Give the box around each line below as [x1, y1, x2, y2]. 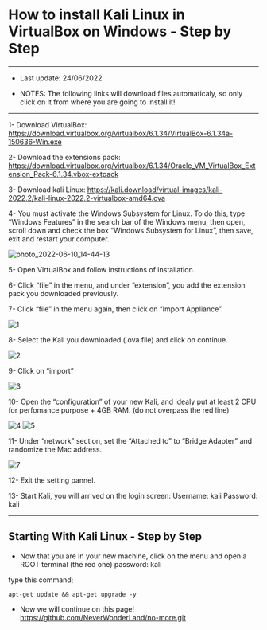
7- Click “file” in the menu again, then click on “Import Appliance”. [8, 304, 224, 314]
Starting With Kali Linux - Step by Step [8, 530, 203, 543]
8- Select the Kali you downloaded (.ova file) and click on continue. [8, 335, 228, 344]
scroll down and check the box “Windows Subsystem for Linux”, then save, [8, 225, 253, 235]
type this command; [8, 575, 74, 585]
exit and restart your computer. [8, 233, 110, 244]
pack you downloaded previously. [8, 288, 119, 298]
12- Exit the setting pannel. [8, 475, 96, 485]
